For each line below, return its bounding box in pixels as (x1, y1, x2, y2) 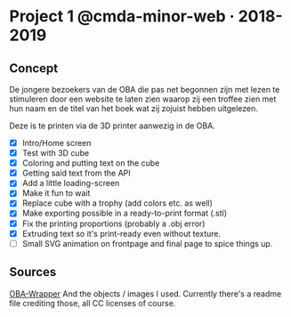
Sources (9, 264, 57, 280)
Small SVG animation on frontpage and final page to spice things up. (21, 238, 273, 248)
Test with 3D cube (21, 148, 90, 158)
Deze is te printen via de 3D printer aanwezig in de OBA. (9, 120, 215, 131)
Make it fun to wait (21, 188, 91, 199)
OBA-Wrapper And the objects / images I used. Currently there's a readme (9, 288, 282, 299)
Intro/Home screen (21, 138, 92, 148)
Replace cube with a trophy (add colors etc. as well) (21, 198, 214, 208)
